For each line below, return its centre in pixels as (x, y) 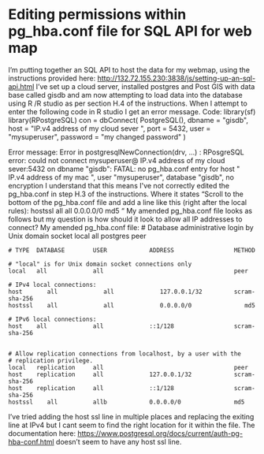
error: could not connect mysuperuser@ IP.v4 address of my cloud (117, 160)
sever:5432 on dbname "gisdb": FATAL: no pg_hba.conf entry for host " (124, 169)
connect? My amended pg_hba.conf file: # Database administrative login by (131, 227)
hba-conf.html (31, 441)
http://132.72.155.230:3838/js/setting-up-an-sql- (177, 78)
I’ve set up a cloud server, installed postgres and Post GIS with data (145, 86)
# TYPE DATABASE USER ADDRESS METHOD (132, 250)
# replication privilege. (50, 360)
